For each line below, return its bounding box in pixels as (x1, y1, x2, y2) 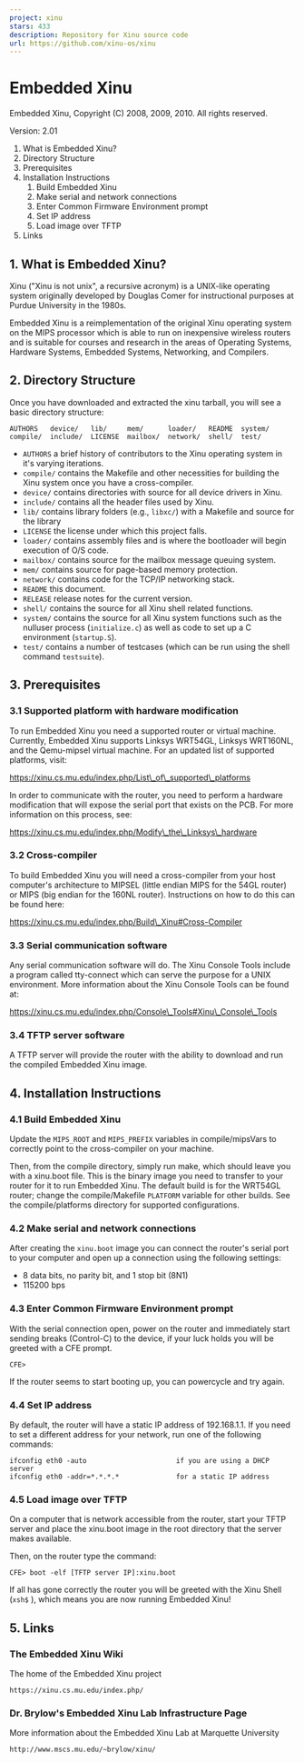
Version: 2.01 (9, 125, 58, 136)
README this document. (22, 583, 106, 594)
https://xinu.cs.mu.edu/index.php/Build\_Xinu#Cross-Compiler (9, 916, 243, 927)
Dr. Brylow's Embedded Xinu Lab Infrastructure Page (9, 1707, 248, 1719)
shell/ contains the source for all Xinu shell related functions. (22, 602, 254, 614)
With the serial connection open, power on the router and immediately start (9, 1323, 290, 1334)
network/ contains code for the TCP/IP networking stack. (22, 574, 235, 585)
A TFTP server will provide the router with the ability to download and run (9, 1049, 284, 1060)
